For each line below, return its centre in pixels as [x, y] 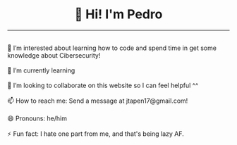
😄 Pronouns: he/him [37, 118]
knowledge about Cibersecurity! [54, 55]
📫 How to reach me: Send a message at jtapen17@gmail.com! [98, 101]
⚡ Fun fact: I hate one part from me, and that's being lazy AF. [96, 134]
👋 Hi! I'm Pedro [119, 14]
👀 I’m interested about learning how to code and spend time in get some [112, 48]
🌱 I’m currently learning [41, 70]
